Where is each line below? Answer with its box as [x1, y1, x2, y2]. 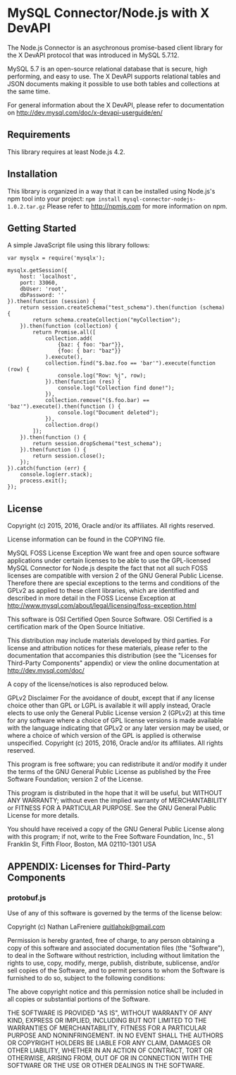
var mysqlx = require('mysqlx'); [7, 254, 106, 262]
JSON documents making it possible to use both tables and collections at [7, 79, 220, 88]
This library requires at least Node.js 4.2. [7, 147, 125, 156]
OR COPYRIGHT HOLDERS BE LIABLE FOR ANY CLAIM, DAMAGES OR [7, 1038, 211, 1047]
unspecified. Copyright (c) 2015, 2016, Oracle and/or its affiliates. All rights [7, 739, 223, 747]
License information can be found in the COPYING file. [7, 535, 166, 544]
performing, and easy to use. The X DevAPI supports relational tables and [7, 72, 221, 81]
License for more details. [7, 811, 80, 820]
